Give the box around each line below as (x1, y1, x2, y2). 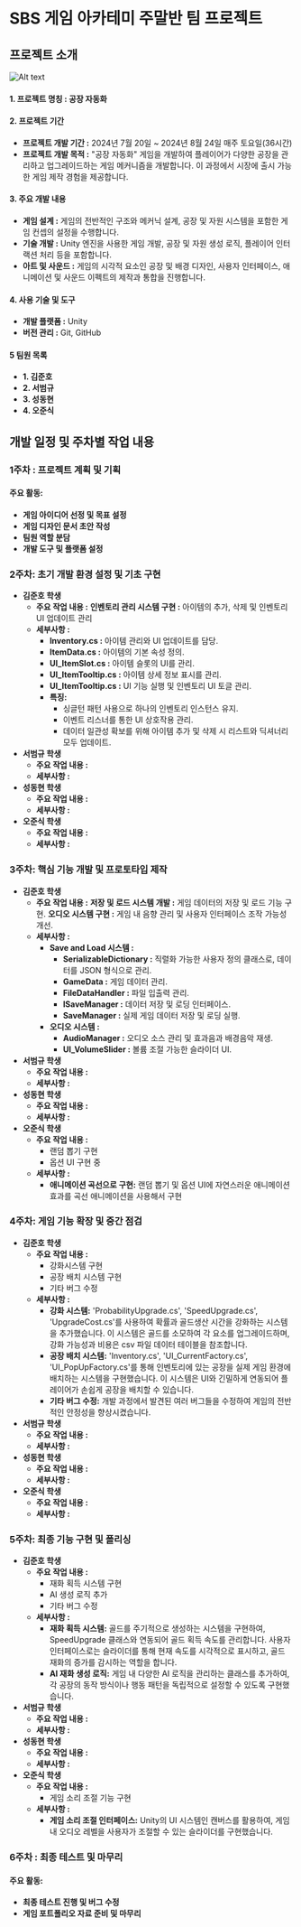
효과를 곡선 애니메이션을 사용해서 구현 (49, 1190, 183, 1201)
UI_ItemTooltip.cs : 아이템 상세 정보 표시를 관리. (49, 669, 223, 680)
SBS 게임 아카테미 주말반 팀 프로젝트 (9, 8, 263, 29)
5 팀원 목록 (9, 349, 48, 360)
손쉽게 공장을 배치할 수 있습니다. (80, 1383, 194, 1395)
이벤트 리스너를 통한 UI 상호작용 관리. (62, 714, 194, 725)
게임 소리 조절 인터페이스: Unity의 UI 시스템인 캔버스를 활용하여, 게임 (49, 1815, 290, 1826)
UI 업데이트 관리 (35, 613, 93, 624)
